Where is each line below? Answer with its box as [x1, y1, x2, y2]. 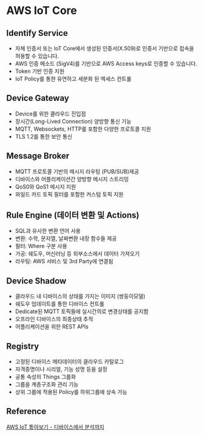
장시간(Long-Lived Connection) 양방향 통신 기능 [15, 117, 131, 125]
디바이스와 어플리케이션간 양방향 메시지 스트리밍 [15, 175, 129, 182]
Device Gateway [6, 93, 70, 103]
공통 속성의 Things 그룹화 [15, 373, 76, 381]
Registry [6, 341, 39, 351]
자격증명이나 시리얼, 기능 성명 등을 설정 [15, 365, 108, 373]
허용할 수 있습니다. [15, 52, 59, 60]
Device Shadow [6, 275, 67, 286]
